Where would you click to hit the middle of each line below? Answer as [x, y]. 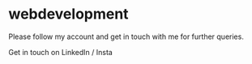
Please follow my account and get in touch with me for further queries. [126, 36]
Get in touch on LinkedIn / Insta [61, 52]
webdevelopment [68, 14]
